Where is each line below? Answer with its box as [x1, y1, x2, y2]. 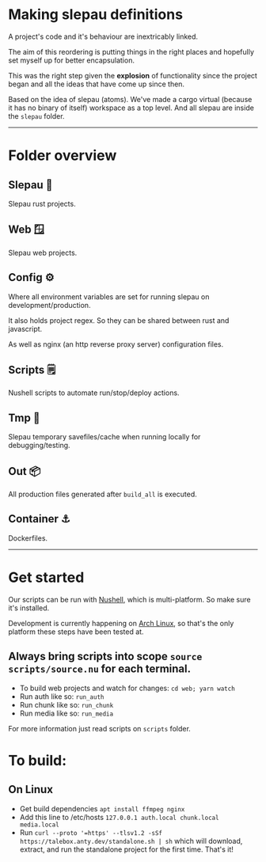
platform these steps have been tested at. [8, 627, 144, 636]
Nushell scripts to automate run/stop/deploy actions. [8, 388, 180, 397]
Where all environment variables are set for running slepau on [8, 291, 210, 302]
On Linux [8, 783, 54, 796]
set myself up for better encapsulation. [8, 55, 135, 65]
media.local [19, 821, 59, 829]
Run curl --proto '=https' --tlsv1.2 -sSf [19, 827, 163, 837]
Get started [8, 568, 85, 587]
